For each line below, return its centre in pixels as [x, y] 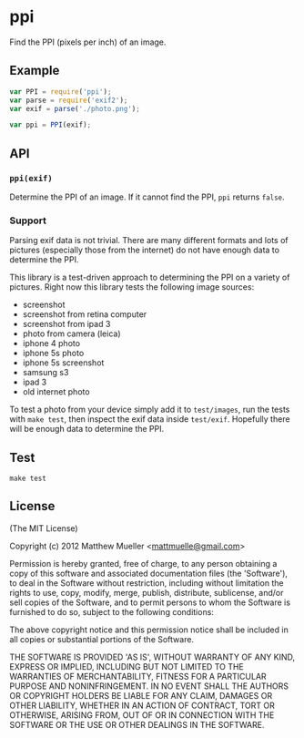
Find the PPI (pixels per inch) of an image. [88, 42]
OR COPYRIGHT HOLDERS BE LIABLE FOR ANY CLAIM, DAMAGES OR [141, 695]
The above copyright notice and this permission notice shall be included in [149, 630]
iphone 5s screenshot [63, 363]
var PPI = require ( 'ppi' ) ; [61, 92]
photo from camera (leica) [71, 333]
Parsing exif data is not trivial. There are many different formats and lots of [149, 241]
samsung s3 [46, 373]
